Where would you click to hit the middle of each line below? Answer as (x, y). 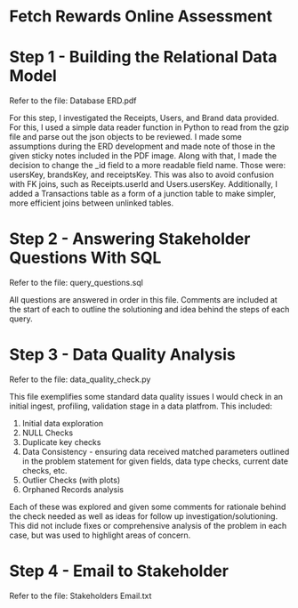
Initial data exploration (63, 423)
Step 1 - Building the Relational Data (143, 57)
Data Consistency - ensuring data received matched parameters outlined (156, 452)
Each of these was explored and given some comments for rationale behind (148, 507)
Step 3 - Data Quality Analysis (122, 355)
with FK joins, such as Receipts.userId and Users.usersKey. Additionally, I (143, 184)
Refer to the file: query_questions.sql (77, 283)
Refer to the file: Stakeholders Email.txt (81, 596)
